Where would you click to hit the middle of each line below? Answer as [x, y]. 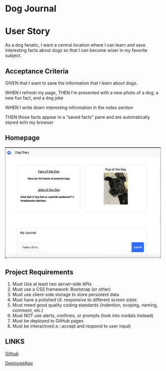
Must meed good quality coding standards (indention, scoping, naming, [85, 305]
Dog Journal [31, 9]
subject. [13, 55]
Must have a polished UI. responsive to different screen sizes [74, 300]
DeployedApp [19, 363]
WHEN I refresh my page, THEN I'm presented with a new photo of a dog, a [82, 93]
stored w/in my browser [29, 122]
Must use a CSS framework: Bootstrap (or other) [62, 289]
